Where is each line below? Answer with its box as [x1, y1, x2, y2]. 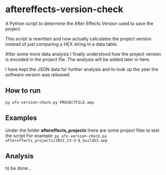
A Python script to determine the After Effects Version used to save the [5, 20, 154, 26]
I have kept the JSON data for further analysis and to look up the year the [5, 66, 158, 72]
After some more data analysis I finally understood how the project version [5, 51, 161, 57]
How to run [5, 86, 41, 95]
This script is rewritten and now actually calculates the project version [5, 36, 152, 42]
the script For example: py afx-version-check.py [5, 132, 107, 138]
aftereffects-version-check [5, 4, 123, 15]
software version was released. [5, 71, 71, 77]
